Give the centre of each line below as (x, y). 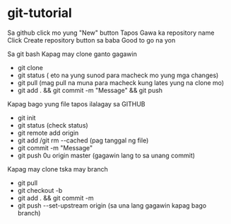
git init (26, 118)
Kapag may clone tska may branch (58, 169)
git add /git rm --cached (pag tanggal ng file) (83, 140)
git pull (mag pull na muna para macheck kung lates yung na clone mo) (121, 82)
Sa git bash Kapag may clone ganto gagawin (72, 54)
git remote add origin (48, 133)
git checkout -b (40, 190)
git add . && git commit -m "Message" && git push (90, 90)
